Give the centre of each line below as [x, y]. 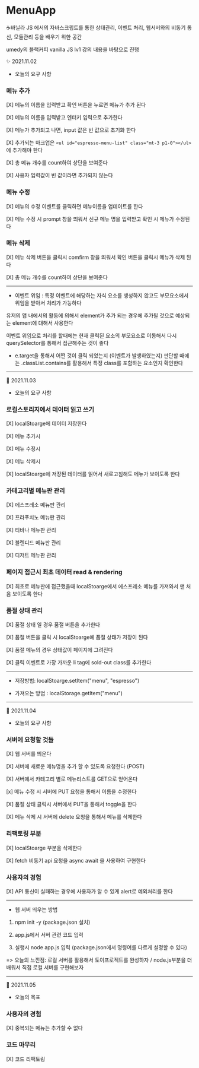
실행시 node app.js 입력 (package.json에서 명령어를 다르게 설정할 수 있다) [101, 947]
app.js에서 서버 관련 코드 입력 [49, 934]
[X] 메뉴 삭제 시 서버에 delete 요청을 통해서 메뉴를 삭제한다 [74, 817]
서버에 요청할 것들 [30, 740]
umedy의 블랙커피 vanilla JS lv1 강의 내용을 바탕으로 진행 [73, 49]
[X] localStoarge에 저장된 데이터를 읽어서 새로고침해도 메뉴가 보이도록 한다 [93, 474]
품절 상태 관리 [25, 610]
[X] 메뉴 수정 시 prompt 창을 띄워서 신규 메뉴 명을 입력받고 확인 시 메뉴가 [90, 219]
